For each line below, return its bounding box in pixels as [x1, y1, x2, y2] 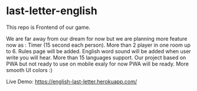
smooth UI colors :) [6, 66, 53, 73]
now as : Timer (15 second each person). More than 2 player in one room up [6, 41, 191, 48]
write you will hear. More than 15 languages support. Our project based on [6, 54, 186, 61]
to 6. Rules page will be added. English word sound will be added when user [6, 47, 192, 54]
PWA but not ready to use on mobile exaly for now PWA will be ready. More [6, 60, 189, 67]
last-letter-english [6, 4, 97, 18]
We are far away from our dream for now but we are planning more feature [6, 35, 188, 42]
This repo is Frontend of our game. [6, 24, 91, 31]
